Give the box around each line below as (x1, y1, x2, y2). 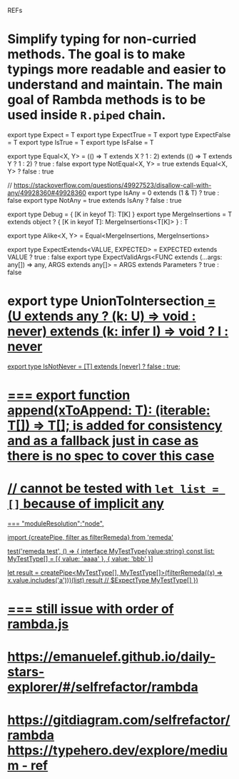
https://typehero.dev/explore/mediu (7, 742, 228, 758)
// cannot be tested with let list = (7, 481, 219, 497)
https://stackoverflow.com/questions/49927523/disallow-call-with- (14, 181, 212, 189)
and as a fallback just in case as (7, 433, 199, 449)
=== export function (7, 387, 131, 403)
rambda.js (7, 616, 69, 633)
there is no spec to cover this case (7, 448, 215, 464)
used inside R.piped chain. (7, 107, 166, 124)
